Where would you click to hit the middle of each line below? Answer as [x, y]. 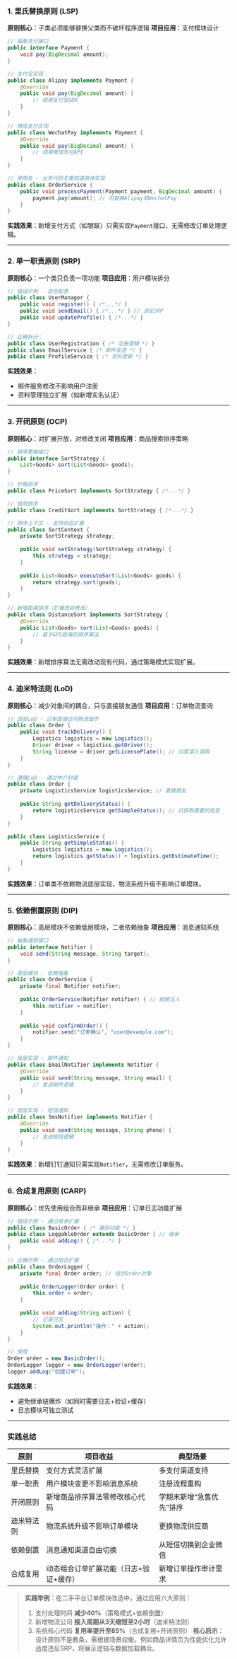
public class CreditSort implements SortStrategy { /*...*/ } [101, 510]
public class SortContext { [49, 530]
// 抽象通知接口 [28, 941]
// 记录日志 [48, 1319]
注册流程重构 [180, 1484]
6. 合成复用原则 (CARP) [47, 1191]
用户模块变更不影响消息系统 [92, 1484]
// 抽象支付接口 [28, 41]
